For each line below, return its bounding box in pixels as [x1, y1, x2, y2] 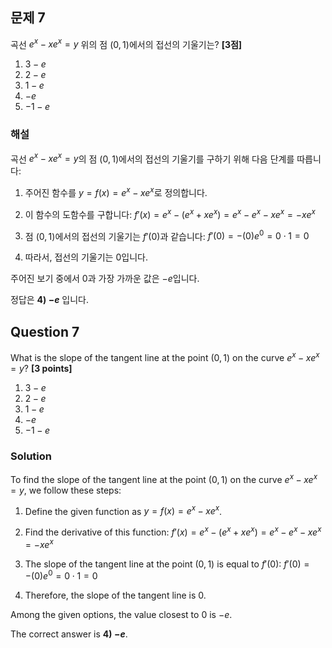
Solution [10, 449, 53, 463]
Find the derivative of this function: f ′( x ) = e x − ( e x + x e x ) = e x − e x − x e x [24, 524, 322, 538]
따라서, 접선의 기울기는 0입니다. [24, 251, 148, 263]
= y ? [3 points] [10, 362, 73, 374]
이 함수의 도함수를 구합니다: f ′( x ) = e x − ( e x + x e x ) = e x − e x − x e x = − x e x [24, 207, 316, 220]
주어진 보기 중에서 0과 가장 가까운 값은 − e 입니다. [10, 273, 200, 285]
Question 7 [10, 323, 80, 340]
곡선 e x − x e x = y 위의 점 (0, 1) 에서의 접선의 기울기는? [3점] [10, 36, 243, 50]
